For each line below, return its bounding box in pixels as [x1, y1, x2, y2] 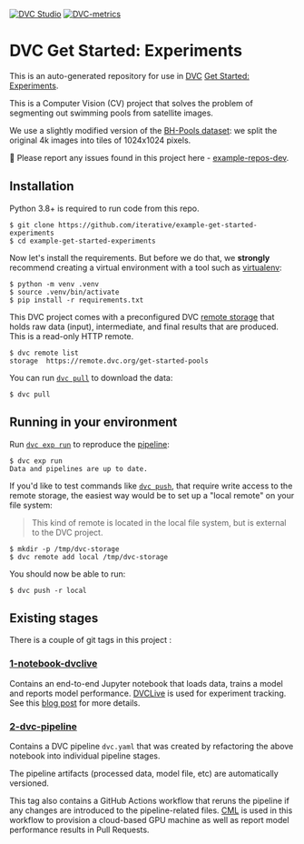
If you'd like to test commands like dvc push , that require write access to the [9, 480, 293, 491]
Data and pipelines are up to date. [9, 464, 148, 473]
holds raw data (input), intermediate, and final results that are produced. [9, 321, 279, 332]
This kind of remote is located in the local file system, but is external [31, 517, 287, 527]
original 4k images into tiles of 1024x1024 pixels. [9, 135, 191, 146]
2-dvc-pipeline [9, 719, 77, 732]
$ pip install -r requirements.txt [9, 296, 144, 305]
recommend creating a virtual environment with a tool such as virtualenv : [9, 262, 283, 273]
